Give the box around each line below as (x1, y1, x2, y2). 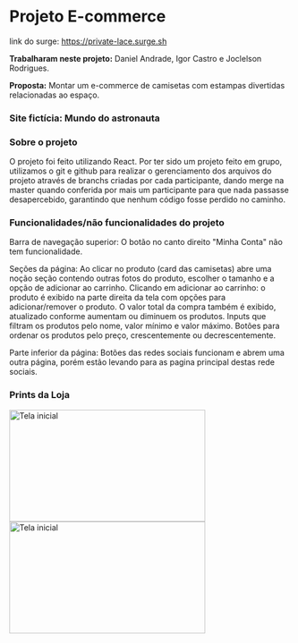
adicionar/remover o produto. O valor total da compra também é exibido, (9, 301, 277, 312)
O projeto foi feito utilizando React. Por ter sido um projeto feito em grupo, (9, 157, 283, 167)
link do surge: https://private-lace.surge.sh (9, 36, 167, 47)
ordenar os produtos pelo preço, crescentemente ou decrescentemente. (9, 330, 277, 341)
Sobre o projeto (9, 136, 78, 148)
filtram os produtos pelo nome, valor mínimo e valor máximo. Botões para (9, 320, 280, 332)
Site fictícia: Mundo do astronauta (9, 112, 161, 124)
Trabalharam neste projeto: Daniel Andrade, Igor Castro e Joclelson (9, 53, 262, 63)
